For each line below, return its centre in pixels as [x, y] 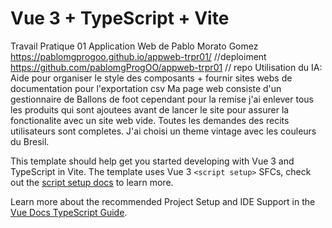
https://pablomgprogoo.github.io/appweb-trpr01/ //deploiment [138, 56]
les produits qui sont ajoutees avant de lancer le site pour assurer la [150, 109]
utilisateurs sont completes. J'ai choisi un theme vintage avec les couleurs [163, 131]
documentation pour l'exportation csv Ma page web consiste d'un [146, 88]
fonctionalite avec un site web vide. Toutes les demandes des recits [150, 120]
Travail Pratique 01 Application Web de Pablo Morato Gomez [134, 46]
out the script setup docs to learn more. [92, 182]
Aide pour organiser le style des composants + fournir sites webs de [151, 78]
